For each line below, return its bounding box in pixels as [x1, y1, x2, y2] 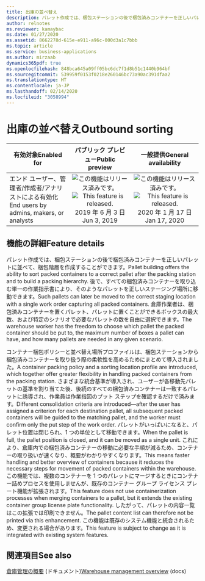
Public [96, 155, 116, 164]
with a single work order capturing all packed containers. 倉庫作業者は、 [6, 300, 189, 308]
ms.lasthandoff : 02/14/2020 [6, 88, 78, 95]
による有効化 [21, 193, 59, 201]
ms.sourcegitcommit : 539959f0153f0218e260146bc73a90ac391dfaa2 [6, 71, 171, 78]
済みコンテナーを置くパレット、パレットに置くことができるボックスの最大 [11, 308, 199, 315]
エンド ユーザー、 [9, 175, 60, 183]
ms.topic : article [6, 43, 53, 49]
